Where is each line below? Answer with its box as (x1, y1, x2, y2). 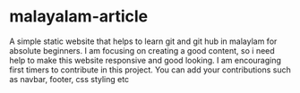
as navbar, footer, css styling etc (9, 73, 130, 84)
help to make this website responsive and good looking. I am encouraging (9, 55, 282, 65)
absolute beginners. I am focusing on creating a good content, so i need (9, 45, 275, 55)
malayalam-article (9, 6, 149, 27)
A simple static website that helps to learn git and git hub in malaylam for (9, 36, 278, 46)
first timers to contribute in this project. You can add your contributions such (9, 64, 291, 75)
